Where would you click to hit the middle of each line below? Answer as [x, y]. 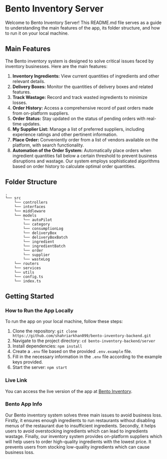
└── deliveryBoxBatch [46, 237]
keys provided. [28, 362]
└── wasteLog [37, 259]
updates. [32, 123]
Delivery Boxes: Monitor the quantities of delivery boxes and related [83, 86]
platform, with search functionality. [48, 145]
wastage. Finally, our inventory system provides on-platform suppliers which [84, 436]
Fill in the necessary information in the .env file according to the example [87, 357]
